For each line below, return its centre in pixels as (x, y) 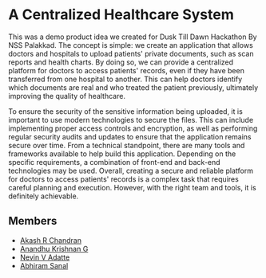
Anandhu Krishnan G (54, 249)
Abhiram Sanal (44, 265)
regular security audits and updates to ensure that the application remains (130, 136)
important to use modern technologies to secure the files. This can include (131, 119)
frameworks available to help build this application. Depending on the (122, 154)
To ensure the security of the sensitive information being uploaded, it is (126, 111)
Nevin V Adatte (45, 257)
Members (33, 221)
